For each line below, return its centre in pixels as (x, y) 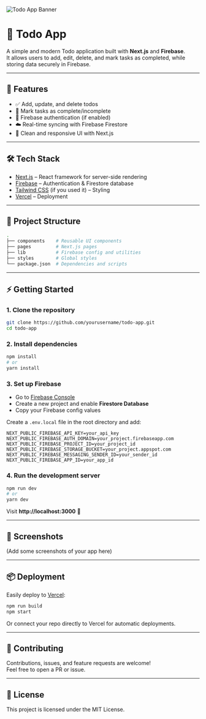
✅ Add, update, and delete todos (56, 104)
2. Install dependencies (42, 344)
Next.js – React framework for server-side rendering (81, 177)
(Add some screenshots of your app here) (59, 551)
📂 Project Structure (44, 221)
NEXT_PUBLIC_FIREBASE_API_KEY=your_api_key (63, 433)
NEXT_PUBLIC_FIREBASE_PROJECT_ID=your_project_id (71, 444)
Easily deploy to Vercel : (36, 595)
